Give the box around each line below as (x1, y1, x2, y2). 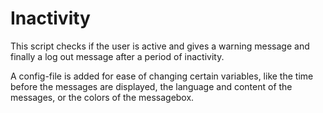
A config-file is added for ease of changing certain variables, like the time (10, 70, 314, 82)
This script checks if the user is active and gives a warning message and (10, 40, 310, 52)
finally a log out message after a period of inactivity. (10, 50, 225, 62)
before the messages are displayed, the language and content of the (10, 80, 293, 92)
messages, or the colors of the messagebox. (10, 91, 195, 103)
